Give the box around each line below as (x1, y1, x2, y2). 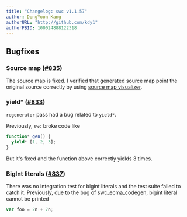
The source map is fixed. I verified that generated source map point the (6, 77, 178, 84)
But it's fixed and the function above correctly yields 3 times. (6, 155, 153, 162)
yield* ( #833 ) (6, 97, 46, 106)
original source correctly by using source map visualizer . (6, 83, 143, 90)
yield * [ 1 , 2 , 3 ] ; (11, 139, 57, 145)
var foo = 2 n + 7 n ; (6, 206, 54, 213)
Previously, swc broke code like (6, 123, 81, 129)
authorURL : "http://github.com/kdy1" (6, 19, 98, 25)
